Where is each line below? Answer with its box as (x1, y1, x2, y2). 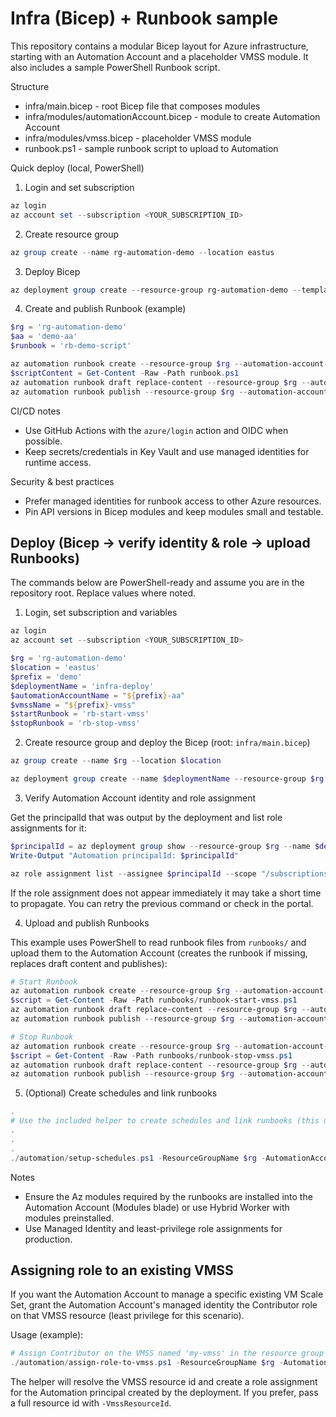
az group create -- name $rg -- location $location (10, 756, 222, 766)
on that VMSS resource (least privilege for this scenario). (10, 1310, 245, 1322)
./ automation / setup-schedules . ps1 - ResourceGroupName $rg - (10, 1153, 267, 1163)
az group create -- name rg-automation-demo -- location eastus (10, 247, 275, 257)
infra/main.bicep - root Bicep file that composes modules (24, 100, 261, 112)
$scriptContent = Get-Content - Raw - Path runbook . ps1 (10, 368, 240, 378)
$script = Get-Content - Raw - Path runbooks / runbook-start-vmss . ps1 (10, 995, 298, 1006)
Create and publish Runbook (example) (24, 303, 187, 315)
